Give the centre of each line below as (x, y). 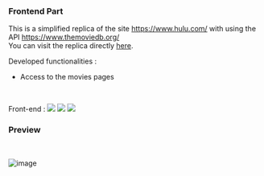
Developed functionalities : (53, 61)
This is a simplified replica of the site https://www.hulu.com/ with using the (132, 29)
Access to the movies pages (67, 77)
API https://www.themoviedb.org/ (64, 37)
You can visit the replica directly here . (71, 46)
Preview (25, 130)
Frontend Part (36, 11)
